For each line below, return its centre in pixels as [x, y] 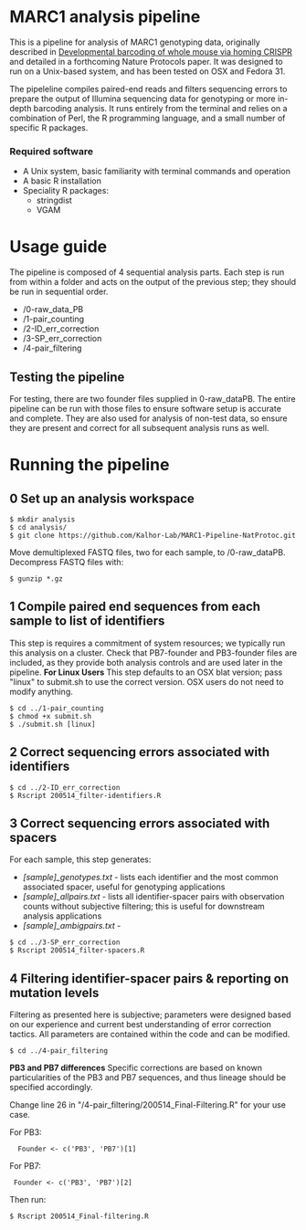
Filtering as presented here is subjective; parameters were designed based [150, 1014]
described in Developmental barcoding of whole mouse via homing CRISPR [151, 51]
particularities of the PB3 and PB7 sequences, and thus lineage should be [148, 1078]
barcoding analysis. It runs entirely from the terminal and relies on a [160, 108]
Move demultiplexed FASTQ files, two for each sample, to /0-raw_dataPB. [148, 552]
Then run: [28, 1200]
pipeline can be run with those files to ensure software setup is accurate [145, 408]
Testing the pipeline [67, 377]
